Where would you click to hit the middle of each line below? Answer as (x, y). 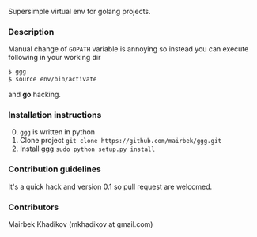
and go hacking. (35, 95)
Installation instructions (55, 115)
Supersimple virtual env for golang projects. (80, 11)
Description (31, 32)
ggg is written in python (57, 132)
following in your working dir (55, 58)
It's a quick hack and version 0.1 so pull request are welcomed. (110, 186)
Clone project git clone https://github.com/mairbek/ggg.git (121, 141)
